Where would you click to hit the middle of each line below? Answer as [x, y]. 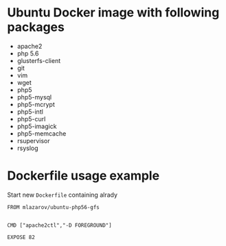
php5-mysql [34, 97]
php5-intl [30, 112]
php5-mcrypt [36, 104]
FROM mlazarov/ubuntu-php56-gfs [53, 207]
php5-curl [31, 119]
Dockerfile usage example [83, 176]
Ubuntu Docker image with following [113, 13]
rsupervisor [33, 140]
